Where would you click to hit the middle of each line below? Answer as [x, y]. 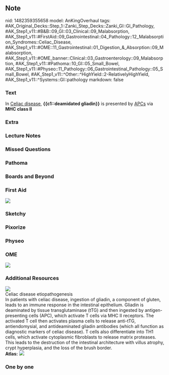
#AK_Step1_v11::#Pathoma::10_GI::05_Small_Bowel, [68, 63]
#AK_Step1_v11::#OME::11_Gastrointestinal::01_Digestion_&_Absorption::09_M [84, 47]
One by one [20, 367]
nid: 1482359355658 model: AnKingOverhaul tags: [58, 20]
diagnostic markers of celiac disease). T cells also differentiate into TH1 [79, 332]
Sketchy [16, 213]
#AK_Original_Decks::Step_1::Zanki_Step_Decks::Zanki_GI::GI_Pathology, [80, 26]
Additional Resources [32, 278]
